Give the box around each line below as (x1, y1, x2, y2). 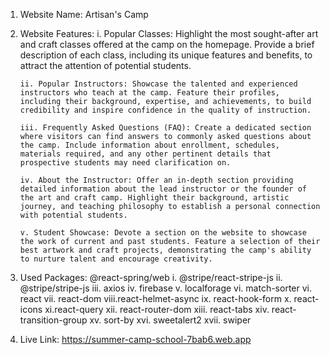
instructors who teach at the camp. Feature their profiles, (19, 88, 281, 98)
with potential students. (19, 210, 128, 220)
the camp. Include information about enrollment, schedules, (19, 140, 281, 150)
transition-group (19, 314, 88, 326)
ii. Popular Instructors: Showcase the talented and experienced (19, 79, 298, 89)
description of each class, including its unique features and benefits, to (19, 49, 313, 61)
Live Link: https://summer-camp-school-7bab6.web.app (19, 334, 252, 345)
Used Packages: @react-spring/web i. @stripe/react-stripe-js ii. (19, 272, 283, 283)
